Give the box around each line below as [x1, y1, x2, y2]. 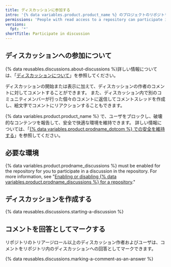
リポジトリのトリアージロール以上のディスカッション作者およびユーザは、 [5, 239, 161, 246]
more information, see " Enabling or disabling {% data [5, 173, 117, 179]
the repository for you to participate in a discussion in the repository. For [5, 168, 157, 174]
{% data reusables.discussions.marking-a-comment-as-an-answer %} [5, 256, 154, 262]
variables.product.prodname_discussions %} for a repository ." [5, 179, 136, 185]
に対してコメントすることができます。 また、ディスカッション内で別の [9, 89, 158, 95]
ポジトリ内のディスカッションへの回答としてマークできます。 [27, 246, 156, 252]
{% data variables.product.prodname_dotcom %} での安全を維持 [30, 126, 165, 132]
